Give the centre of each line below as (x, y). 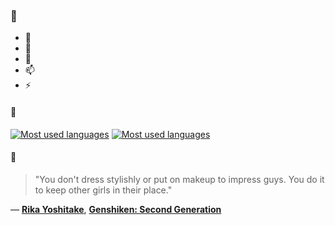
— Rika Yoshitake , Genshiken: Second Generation (116, 209)
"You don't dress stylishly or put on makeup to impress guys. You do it (179, 179)
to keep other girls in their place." (103, 190)
